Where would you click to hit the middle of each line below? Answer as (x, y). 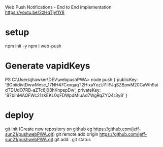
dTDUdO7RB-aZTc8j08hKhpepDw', (41, 90)
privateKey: (89, 90)
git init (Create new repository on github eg (49, 129)
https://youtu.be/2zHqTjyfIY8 (35, 12)
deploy (20, 115)
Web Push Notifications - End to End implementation (58, 7)
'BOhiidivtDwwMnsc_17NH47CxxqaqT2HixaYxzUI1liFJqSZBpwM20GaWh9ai (82, 85)
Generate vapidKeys (48, 66)
